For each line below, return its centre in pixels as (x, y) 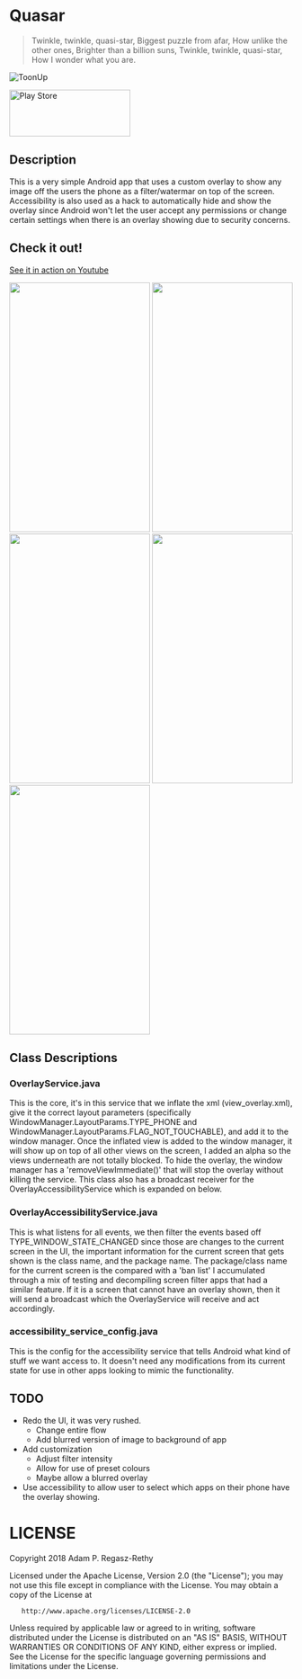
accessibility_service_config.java (84, 1332)
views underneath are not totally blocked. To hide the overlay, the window (146, 1160)
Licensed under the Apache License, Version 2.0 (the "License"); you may (147, 1576)
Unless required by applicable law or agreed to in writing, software (133, 1628)
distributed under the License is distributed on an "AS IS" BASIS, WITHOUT (148, 1637)
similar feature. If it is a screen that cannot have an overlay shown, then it (145, 1289)
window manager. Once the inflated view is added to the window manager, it (151, 1141)
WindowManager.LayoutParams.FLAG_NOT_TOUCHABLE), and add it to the (149, 1132)
